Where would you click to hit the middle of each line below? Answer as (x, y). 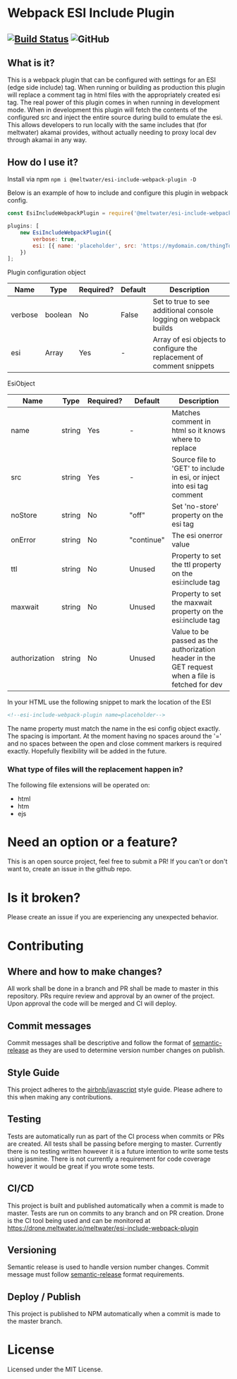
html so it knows (199, 431)
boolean (59, 315)
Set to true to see (181, 302)
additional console (183, 311)
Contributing (45, 946)
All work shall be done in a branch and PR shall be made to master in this (113, 989)
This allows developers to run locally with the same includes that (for (107, 125)
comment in (192, 422)
